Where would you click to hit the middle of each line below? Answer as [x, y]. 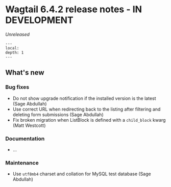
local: [12, 48]
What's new [25, 73]
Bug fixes [17, 87]
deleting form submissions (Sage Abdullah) [58, 114]
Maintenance [22, 163]
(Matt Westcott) [29, 125]
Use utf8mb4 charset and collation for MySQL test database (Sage [82, 174]
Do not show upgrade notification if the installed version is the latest [84, 98]
